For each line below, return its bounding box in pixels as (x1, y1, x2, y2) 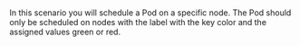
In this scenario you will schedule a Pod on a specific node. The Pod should (9, 7, 292, 18)
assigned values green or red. (9, 26, 121, 37)
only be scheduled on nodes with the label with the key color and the (9, 17, 267, 27)
